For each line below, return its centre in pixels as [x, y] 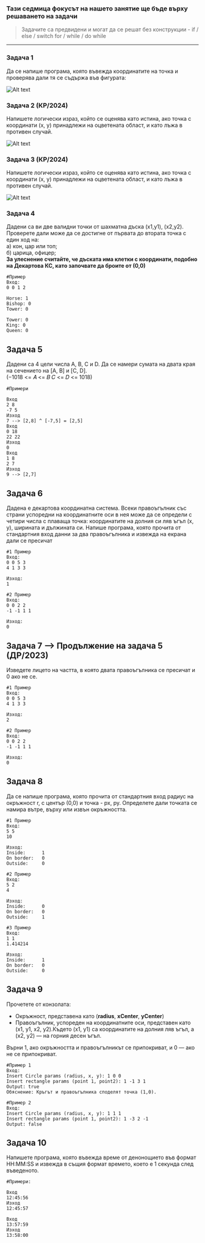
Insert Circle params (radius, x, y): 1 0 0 [64, 1076]
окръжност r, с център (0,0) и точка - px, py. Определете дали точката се [102, 803]
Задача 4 [21, 214]
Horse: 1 [17, 298]
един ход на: [23, 240]
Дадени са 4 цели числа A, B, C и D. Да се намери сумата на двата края [101, 364]
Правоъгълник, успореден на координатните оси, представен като [103, 1022]
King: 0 [16, 325]
